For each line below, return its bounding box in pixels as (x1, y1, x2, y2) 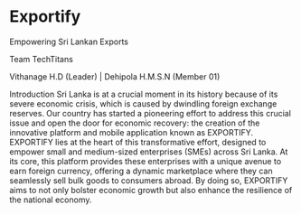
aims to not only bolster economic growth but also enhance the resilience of (9, 184, 293, 195)
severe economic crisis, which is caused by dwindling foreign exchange (9, 98, 277, 109)
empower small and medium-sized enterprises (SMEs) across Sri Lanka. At (9, 146, 288, 157)
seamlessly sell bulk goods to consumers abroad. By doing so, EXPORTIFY (9, 174, 288, 186)
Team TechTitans (9, 53, 74, 64)
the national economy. (9, 194, 92, 205)
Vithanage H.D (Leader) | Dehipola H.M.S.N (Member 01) (9, 70, 221, 82)
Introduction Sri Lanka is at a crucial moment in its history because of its (9, 88, 278, 99)
